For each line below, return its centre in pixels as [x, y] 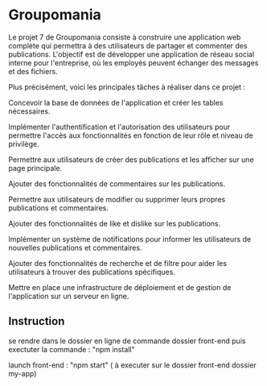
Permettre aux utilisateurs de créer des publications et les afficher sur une [131, 160]
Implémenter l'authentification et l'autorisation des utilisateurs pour [119, 127]
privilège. [24, 143]
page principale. [35, 168]
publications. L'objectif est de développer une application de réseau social [131, 54]
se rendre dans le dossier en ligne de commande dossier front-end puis [127, 341]
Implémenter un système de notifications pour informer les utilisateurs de [130, 239]
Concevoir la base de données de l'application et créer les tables [116, 102]
